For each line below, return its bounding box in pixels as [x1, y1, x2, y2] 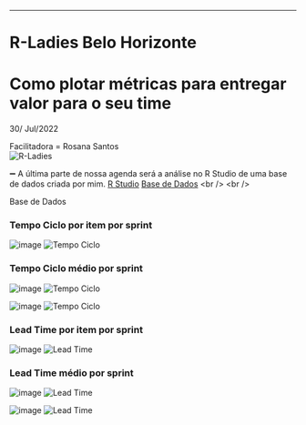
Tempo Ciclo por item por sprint [9, 219, 153, 232]
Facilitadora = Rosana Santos [9, 141, 119, 152]
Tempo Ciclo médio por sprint [9, 262, 144, 275]
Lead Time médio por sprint [9, 366, 134, 379]
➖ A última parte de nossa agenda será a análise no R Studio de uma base [9, 168, 288, 179]
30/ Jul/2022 [9, 124, 59, 135]
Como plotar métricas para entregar [9, 74, 287, 95]
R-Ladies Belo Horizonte [9, 33, 198, 53]
